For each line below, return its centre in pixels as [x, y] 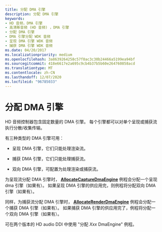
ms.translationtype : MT [29, 68]
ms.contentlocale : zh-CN [30, 73]
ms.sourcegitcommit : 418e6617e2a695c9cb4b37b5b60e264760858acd [70, 64]
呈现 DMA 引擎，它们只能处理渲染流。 [50, 148]
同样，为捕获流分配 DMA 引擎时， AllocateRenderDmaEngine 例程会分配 [78, 201]
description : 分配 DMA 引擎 [32, 14]
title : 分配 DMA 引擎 [25, 9]
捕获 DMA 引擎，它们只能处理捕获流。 [50, 159]
